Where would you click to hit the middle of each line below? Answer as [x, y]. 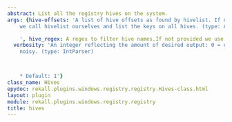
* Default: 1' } [41, 77]
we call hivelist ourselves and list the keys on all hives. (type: [120, 26]
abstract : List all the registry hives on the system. [88, 13]
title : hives [26, 108]
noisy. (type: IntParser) [57, 52]
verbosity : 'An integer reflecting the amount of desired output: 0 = [117, 45]
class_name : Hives [33, 83]
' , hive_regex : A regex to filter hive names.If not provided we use [122, 39]
